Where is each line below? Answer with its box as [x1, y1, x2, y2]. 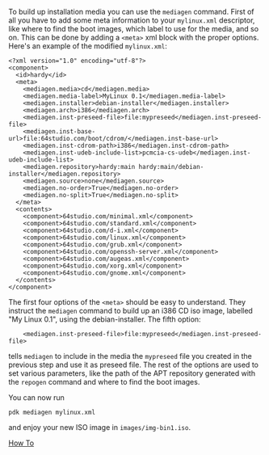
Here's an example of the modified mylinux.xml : [8, 41, 167, 51]
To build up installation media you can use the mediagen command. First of [8, 7, 254, 16]
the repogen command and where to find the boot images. [8, 377, 200, 386]
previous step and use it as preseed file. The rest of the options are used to [8, 360, 258, 369]
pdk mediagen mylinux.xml [8, 408, 95, 416]
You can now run [8, 393, 65, 402]
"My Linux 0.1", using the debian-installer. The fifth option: [8, 314, 201, 324]
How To [8, 438, 35, 448]
